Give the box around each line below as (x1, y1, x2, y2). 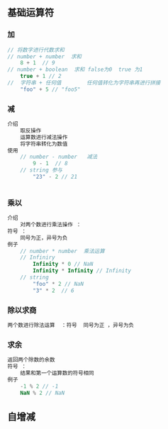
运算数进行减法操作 (20, 133, 68, 140)
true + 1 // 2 (20, 73, 62, 80)
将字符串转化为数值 (20, 140, 68, 147)
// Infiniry (20, 254, 55, 261)
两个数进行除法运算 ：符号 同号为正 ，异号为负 (7, 321, 135, 328)
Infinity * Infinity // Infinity (33, 267, 132, 274)
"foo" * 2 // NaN (33, 280, 84, 287)
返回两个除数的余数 (7, 357, 55, 364)
